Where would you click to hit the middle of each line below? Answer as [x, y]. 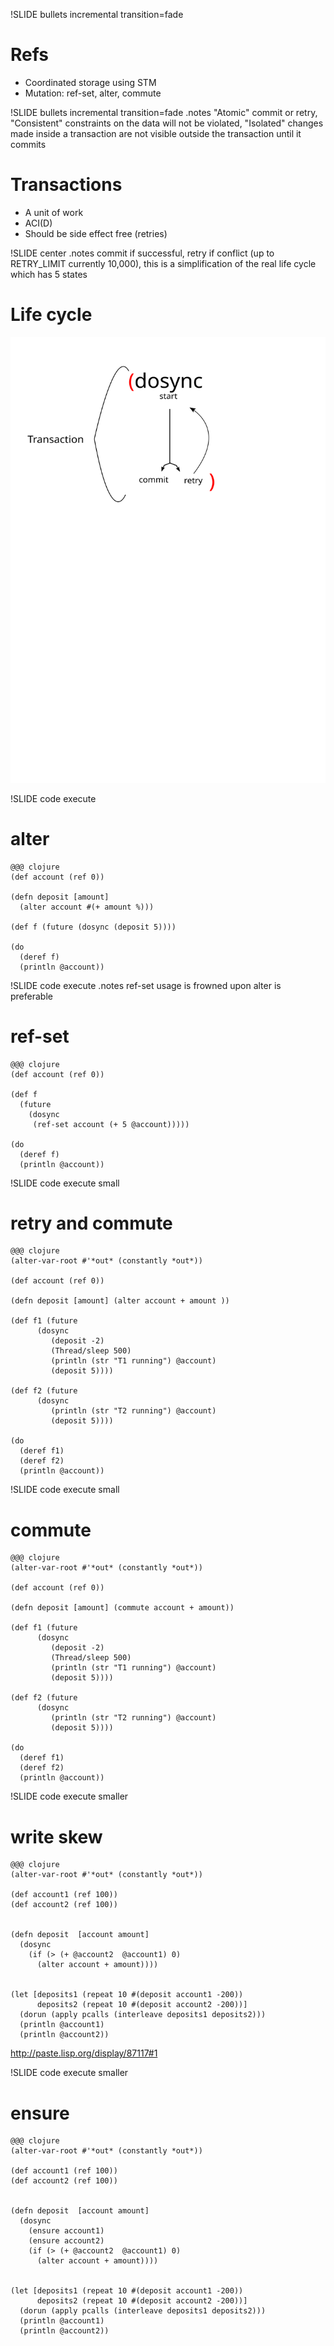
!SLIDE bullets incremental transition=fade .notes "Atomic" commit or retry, [164, 112]
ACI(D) [38, 223]
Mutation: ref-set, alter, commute [93, 93]
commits [28, 144]
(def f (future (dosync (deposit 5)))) [93, 927]
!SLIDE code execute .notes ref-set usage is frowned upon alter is [146, 985]
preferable [31, 996]
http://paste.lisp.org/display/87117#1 [84, 2053]
